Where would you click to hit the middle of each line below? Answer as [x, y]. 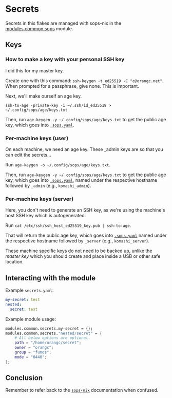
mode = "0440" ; [31, 357]
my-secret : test [23, 300]
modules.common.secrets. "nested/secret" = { [54, 333]
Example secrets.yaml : [30, 290]
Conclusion [24, 378]
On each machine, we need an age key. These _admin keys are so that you [84, 149]
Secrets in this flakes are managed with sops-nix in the [63, 23]
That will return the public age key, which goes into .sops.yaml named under [86, 235]
